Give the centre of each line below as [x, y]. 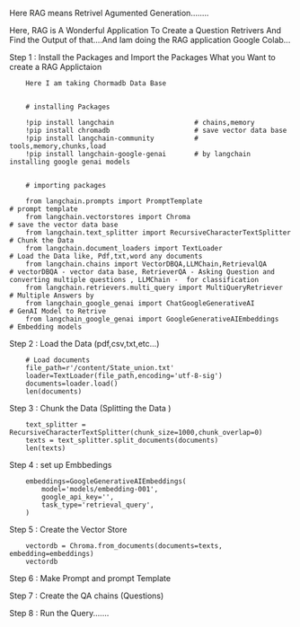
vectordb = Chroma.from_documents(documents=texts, [124, 546]
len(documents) [54, 392]
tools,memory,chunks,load [57, 146]
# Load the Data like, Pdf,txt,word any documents [106, 256]
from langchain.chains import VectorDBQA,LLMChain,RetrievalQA [146, 264]
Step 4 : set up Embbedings [61, 465]
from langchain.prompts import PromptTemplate [114, 201]
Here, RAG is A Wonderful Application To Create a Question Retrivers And [145, 30]
